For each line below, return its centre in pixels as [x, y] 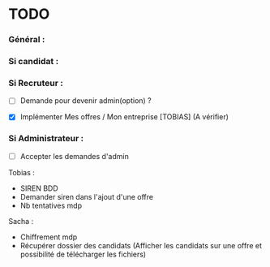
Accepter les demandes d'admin [75, 156]
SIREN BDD [39, 188]
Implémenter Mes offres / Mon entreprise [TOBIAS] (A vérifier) [124, 117]
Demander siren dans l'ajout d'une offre [87, 196]
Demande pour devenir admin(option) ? [86, 101]
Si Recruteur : [36, 83]
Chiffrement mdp [49, 237]
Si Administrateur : [46, 139]
